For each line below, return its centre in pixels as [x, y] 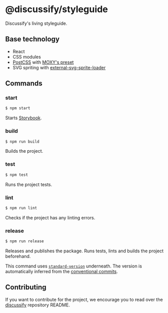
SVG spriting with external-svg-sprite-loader [59, 67]
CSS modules [27, 57]
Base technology [32, 39]
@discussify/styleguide [57, 9]
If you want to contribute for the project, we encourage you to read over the [84, 299]
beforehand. [18, 256]
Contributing [26, 287]
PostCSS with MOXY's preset [43, 62]
